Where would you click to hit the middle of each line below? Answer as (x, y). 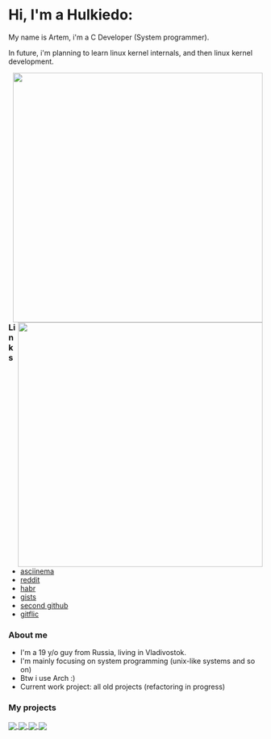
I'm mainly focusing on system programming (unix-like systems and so (138, 661)
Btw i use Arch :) (48, 678)
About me (28, 635)
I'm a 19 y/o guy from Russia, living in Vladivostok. (103, 653)
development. (31, 61)
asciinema (37, 571)
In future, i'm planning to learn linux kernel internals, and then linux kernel (130, 52)
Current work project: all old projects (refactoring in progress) (123, 687)
